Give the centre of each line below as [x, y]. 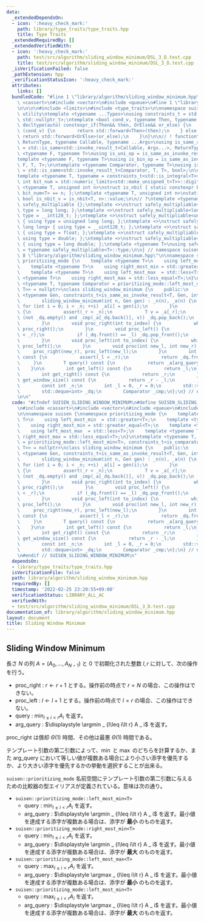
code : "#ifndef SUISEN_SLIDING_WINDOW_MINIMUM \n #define [84, 403]
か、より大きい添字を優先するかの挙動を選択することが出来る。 [86, 765]
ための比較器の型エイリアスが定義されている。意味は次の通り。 [86, 786]
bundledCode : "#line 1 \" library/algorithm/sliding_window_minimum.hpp [104, 97]
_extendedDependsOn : [38, 18]
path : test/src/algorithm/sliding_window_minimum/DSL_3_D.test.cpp [104, 57]
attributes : [27, 86]
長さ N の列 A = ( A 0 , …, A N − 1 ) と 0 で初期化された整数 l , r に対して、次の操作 [102, 664]
